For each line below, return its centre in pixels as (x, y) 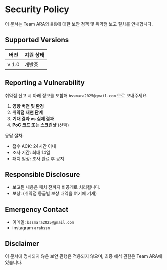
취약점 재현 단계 (28, 112)
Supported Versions (37, 40)
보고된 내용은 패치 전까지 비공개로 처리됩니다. (56, 187)
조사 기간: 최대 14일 (31, 152)
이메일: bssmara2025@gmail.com (43, 222)
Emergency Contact (37, 210)
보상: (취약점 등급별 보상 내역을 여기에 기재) (55, 193)
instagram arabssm (31, 228)
